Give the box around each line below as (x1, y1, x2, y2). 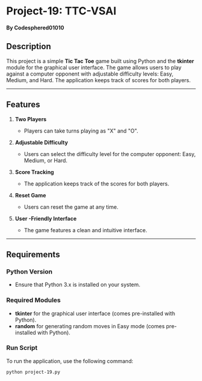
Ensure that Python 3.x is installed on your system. (14, 281, 141, 289)
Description (6, 41, 51, 52)
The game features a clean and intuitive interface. (23, 226, 147, 233)
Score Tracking (14, 168, 54, 175)
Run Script (6, 344, 38, 352)
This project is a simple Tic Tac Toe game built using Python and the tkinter (6, 57, 194, 64)
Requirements (6, 249, 60, 259)
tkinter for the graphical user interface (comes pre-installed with (14, 310, 176, 317)
